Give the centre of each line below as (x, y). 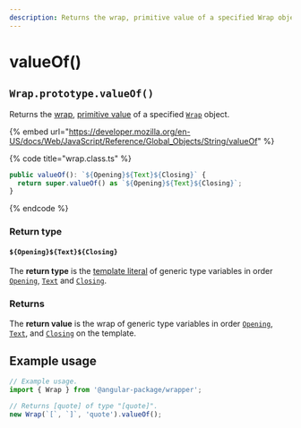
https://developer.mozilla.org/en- (129, 132)
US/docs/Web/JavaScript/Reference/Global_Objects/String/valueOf (133, 141)
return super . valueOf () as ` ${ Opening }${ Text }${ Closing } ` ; (130, 183)
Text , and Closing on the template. (73, 333)
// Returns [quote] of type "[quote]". (84, 407)
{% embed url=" (39, 132)
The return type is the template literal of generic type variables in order (141, 271)
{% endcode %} (39, 209)
